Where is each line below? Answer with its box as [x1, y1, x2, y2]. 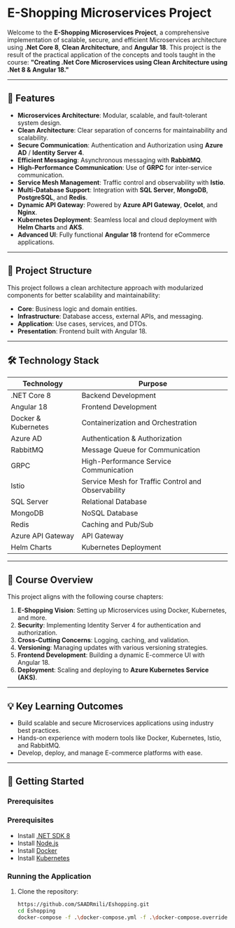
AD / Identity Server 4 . [17, 148, 85, 157]
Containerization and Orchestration [81, 418, 197, 427]
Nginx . [17, 208, 37, 216]
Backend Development [81, 391, 156, 401]
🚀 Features [7, 93, 55, 105]
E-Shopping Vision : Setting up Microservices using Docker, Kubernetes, [17, 606, 227, 615]
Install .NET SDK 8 [17, 831, 71, 840]
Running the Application [7, 871, 92, 881]
